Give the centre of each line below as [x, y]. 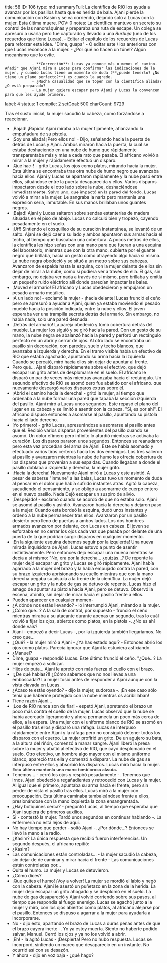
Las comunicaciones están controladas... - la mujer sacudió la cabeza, [85, 854]
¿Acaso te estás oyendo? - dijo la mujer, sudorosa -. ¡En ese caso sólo [84, 690]
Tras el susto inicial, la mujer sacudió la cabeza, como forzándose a [75, 113]
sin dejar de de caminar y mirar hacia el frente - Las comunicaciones [83, 860]
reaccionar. [17, 119]
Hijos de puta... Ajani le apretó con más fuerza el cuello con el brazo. [83, 669]
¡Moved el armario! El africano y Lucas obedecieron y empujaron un [82, 287]
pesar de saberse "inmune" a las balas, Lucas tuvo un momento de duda [87, 478]
